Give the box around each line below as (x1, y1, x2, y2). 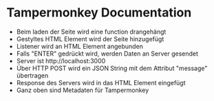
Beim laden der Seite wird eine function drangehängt (16, 27, 167, 36)
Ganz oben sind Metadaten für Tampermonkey (16, 86, 149, 94)
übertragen (16, 71, 49, 80)
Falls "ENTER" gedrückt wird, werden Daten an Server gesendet (16, 49, 199, 58)
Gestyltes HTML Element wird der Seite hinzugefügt (16, 34, 164, 43)
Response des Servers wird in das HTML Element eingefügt (16, 78, 186, 87)
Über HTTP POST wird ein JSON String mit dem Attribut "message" (16, 64, 208, 72)
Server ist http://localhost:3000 (16, 56, 106, 65)
